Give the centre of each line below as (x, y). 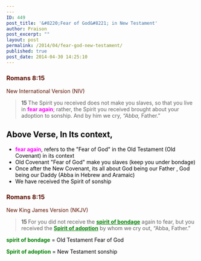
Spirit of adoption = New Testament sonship (62, 252)
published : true (27, 51)
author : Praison (27, 29)
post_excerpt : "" (28, 34)
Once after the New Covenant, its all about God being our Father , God (102, 168)
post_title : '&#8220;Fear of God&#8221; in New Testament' (82, 23)
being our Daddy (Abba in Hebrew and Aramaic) (75, 175)
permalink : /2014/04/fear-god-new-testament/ (64, 46)
